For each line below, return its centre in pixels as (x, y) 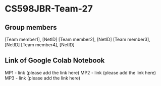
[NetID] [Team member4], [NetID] (40, 45)
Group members (31, 27)
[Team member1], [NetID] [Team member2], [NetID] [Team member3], (78, 39)
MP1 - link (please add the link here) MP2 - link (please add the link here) (80, 72)
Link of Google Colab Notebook (55, 61)
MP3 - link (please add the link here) (43, 78)
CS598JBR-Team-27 (49, 9)
